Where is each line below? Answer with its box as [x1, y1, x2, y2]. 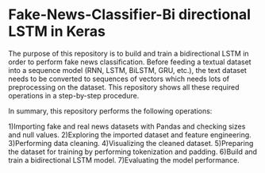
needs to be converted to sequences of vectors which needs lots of [8, 74, 230, 83]
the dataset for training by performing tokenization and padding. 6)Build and [8, 147, 258, 156]
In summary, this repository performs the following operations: [8, 106, 213, 116]
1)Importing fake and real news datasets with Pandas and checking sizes [8, 121, 246, 131]
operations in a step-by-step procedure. [8, 90, 140, 100]
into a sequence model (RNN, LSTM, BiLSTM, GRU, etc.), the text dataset [8, 65, 248, 75]
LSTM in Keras [8, 22, 106, 40]
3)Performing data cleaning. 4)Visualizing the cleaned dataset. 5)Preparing [8, 138, 254, 148]
